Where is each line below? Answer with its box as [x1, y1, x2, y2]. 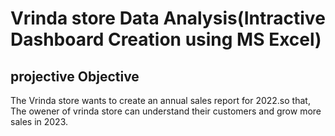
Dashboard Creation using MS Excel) [10, 28, 322, 51]
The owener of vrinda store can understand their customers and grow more [10, 105, 322, 117]
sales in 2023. [10, 116, 69, 127]
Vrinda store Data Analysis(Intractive [10, 7, 326, 30]
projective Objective [10, 68, 140, 85]
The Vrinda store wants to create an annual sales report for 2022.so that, [10, 95, 311, 106]
